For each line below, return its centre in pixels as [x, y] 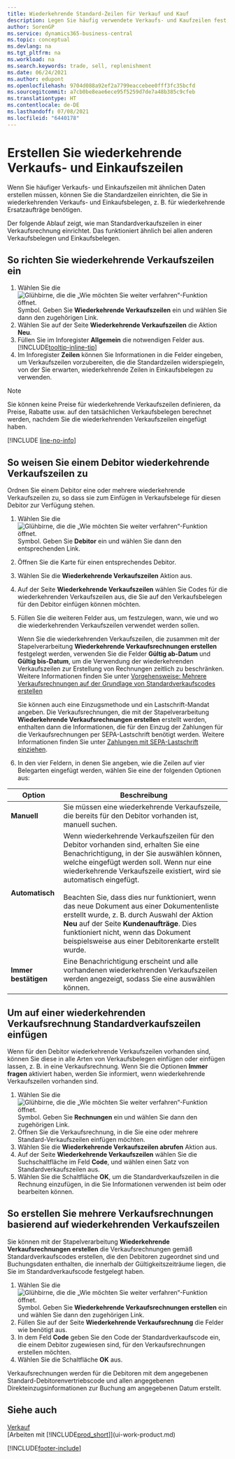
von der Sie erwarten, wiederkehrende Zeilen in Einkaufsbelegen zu [115, 370]
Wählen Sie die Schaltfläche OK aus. [70, 1359]
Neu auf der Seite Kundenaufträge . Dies [130, 924]
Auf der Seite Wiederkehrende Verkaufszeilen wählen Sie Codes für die [122, 589]
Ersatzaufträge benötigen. [45, 209]
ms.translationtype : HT [42, 99]
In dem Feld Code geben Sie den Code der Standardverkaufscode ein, [119, 1337]
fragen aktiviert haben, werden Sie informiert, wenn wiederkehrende [106, 1074]
